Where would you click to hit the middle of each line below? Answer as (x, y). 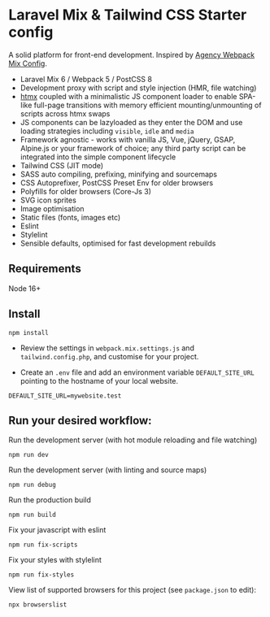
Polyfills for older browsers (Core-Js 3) (86, 191)
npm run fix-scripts (44, 545)
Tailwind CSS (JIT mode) (62, 165)
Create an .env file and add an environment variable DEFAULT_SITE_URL (137, 372)
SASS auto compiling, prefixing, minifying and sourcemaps (119, 174)
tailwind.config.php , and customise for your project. (109, 356)
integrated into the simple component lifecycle (98, 157)
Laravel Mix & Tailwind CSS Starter (128, 15)
